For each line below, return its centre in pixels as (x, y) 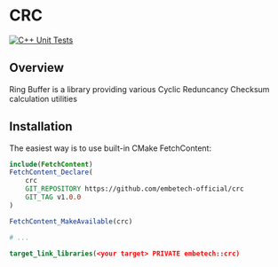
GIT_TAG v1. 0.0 (53, 197)
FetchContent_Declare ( (51, 173)
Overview (37, 68)
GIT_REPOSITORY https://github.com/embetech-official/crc (135, 189)
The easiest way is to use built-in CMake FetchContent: (110, 148)
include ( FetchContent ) (51, 164)
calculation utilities (44, 98)
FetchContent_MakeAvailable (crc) (71, 221)
